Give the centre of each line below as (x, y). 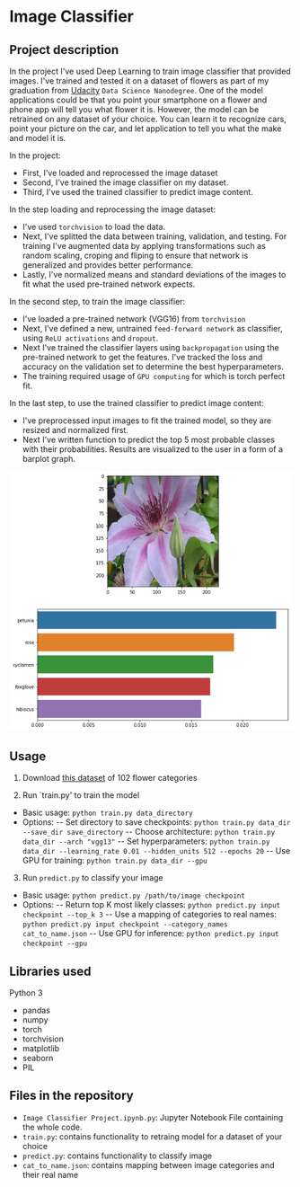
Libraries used (50, 971)
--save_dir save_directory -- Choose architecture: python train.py (149, 832)
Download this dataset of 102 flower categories (110, 778)
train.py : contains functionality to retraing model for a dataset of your (152, 1136)
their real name (50, 1174)
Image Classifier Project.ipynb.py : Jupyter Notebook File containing (153, 1117)
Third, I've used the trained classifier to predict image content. (137, 192)
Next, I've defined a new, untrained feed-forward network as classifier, (152, 328)
